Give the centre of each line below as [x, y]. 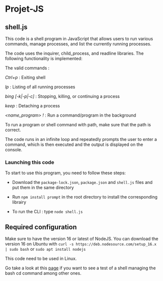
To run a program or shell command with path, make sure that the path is [78, 125]
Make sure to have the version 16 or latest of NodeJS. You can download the [82, 239]
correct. [13, 130]
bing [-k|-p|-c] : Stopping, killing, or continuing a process [63, 96]
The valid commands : [27, 68]
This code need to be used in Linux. [41, 259]
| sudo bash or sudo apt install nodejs [45, 249]
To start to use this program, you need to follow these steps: [65, 173]
